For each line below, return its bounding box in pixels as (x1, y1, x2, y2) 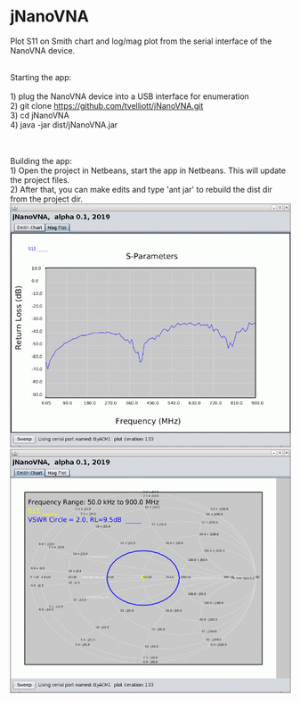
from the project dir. (10, 194, 84, 204)
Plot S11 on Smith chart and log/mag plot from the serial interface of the (10, 36, 272, 46)
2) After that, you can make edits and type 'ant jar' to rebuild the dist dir (10, 184, 272, 194)
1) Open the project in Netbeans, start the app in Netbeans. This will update (10, 165, 287, 176)
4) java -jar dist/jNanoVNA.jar (10, 119, 118, 130)
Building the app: (10, 155, 72, 166)
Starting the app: (10, 71, 72, 82)
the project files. (10, 174, 70, 185)
